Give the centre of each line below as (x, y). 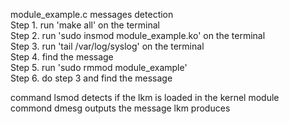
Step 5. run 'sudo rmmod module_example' (99, 67)
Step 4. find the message (62, 57)
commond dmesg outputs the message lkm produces (120, 108)
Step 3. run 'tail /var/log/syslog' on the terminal (107, 46)
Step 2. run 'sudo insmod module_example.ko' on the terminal (138, 35)
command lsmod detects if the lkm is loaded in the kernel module (145, 97)
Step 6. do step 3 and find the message (91, 78)
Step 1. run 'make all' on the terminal (85, 25)
